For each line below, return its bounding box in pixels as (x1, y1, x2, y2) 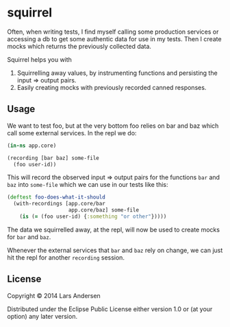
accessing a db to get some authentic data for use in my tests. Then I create (7, 34, 222, 43)
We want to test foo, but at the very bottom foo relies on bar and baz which (7, 122, 219, 130)
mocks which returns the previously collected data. (7, 42, 152, 50)
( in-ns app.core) (7, 142, 57, 149)
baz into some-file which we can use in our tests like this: (7, 181, 169, 189)
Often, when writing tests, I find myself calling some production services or (7, 27, 219, 36)
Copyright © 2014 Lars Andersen (7, 291, 101, 300)
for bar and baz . (7, 232, 51, 241)
